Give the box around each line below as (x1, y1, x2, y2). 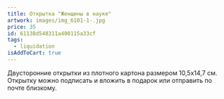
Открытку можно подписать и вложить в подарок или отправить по (7, 76, 213, 84)
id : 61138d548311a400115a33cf (7, 29, 97, 37)
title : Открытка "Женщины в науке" (7, 10, 112, 18)
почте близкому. (7, 84, 58, 92)
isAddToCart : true (7, 50, 61, 57)
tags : (7, 37, 23, 44)
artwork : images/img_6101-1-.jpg (7, 17, 106, 24)
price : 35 (7, 23, 37, 30)
